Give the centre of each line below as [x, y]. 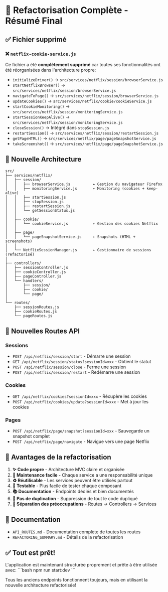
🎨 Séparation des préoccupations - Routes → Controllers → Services [85, 504]
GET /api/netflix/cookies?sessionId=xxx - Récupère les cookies [79, 396]
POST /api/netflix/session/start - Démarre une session [72, 356]
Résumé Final [34, 21]
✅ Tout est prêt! [30, 553]
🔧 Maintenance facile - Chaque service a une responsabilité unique [82, 475]
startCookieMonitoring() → [41, 106]
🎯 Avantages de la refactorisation [58, 457]
